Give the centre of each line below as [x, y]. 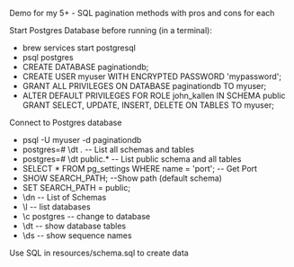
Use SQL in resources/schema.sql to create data [99, 253]
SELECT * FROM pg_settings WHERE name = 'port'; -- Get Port [140, 169]
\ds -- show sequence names [77, 236]
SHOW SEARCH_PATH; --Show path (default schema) [122, 178]
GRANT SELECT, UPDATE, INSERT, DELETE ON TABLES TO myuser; [148, 105]
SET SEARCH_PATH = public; [76, 187]
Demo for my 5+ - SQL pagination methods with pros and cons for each [142, 13]
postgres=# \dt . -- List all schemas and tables [108, 149]
